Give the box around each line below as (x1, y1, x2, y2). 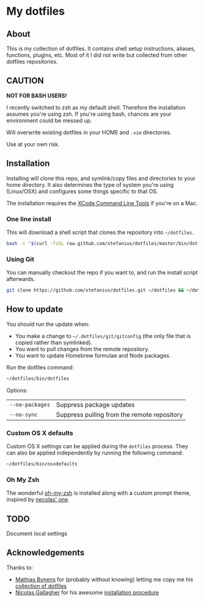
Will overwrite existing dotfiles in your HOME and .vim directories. (6, 129, 172, 136)
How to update (6, 304, 63, 315)
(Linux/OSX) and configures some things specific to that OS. (6, 187, 159, 195)
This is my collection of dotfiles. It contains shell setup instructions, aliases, (6, 45, 196, 52)
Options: (6, 386, 28, 394)
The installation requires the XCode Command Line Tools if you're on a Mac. (6, 199, 198, 206)
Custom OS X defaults (6, 429, 73, 437)
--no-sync (9, 411, 38, 418)
